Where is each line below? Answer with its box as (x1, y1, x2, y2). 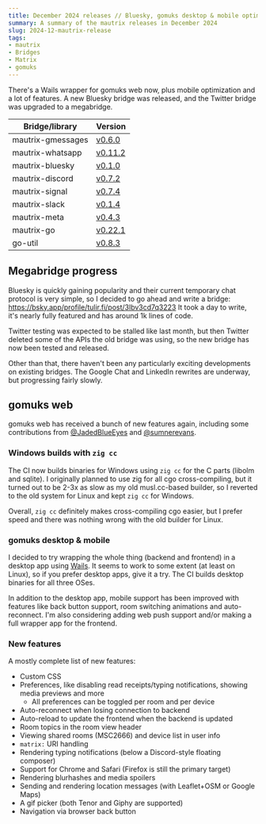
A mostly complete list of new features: (8, 657, 136, 666)
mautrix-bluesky (12, 160, 75, 171)
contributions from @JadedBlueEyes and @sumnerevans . (8, 428, 196, 437)
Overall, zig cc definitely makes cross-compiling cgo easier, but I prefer (8, 506, 243, 516)
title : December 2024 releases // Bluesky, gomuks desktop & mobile (8, 11, 239, 20)
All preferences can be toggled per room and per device (31, 697, 215, 707)
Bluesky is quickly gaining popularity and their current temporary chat (8, 285, 236, 295)
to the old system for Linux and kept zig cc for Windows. (8, 491, 194, 500)
